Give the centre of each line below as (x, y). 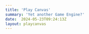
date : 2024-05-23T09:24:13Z (36, 19)
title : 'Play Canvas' (28, 10)
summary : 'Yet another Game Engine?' (45, 14)
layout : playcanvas (26, 24)
